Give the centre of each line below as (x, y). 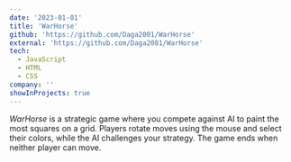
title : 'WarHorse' (44, 26)
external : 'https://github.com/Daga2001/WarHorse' (106, 43)
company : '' (32, 85)
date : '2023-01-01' (46, 18)
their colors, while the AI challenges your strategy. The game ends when (144, 138)
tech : (19, 51)
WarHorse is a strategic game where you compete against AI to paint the (144, 119)
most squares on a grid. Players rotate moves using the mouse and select (145, 128)
